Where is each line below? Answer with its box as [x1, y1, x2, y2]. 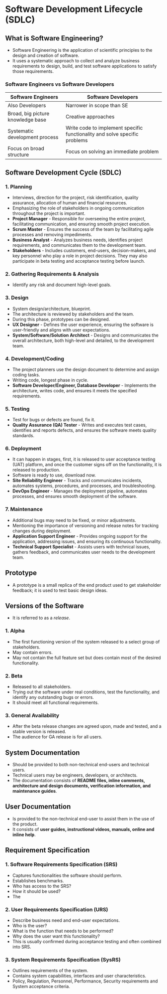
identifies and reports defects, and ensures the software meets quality [12, 427, 157, 433]
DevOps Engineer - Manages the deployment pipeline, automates [12, 488, 148, 494]
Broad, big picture [7, 110, 50, 117]
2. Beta [5, 672, 23, 679]
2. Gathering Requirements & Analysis [5, 270, 99, 277]
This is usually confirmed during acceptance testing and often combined [12, 938, 162, 944]
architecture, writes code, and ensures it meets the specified [12, 387, 137, 393]
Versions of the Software [5, 602, 84, 610]
